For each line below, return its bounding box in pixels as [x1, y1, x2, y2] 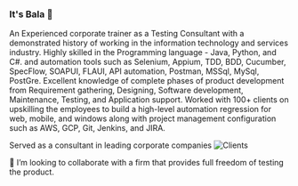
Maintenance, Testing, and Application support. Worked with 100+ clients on [9, 94, 289, 105]
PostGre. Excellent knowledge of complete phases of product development [9, 76, 285, 86]
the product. [9, 166, 55, 177]
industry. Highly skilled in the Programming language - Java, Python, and [9, 47, 278, 58]
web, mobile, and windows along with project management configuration [9, 113, 277, 124]
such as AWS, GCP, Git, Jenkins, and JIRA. [9, 123, 166, 133]
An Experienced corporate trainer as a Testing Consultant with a [9, 28, 245, 39]
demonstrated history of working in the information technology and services [9, 37, 289, 48]
